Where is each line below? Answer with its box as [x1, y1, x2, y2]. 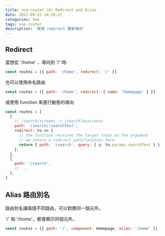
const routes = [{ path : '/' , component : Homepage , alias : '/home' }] [5, 226, 158, 231]
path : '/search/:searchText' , [14, 123, 79, 128]
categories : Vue [5, 17, 40, 22]
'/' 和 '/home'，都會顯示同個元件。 [5, 216, 77, 222]
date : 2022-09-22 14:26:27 [5, 12, 62, 17]
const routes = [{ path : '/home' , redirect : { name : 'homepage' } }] [5, 89, 156, 94]
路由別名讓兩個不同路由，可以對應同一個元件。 [5, 205, 103, 211]
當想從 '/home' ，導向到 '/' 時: [5, 59, 68, 65]
